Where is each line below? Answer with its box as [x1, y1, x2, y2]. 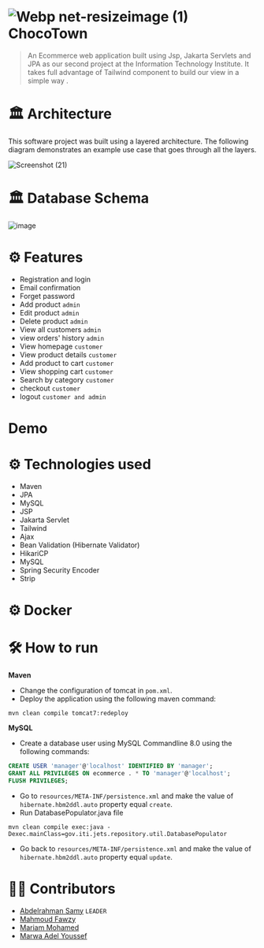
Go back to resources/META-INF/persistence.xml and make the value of [19, 844, 252, 853]
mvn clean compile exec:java [8, 823, 104, 831]
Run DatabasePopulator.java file [19, 808, 124, 817]
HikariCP [19, 548, 49, 558]
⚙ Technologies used [8, 456, 151, 473]
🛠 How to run [8, 639, 99, 657]
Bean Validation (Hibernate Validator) [19, 540, 140, 550]
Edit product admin [19, 308, 80, 317]
